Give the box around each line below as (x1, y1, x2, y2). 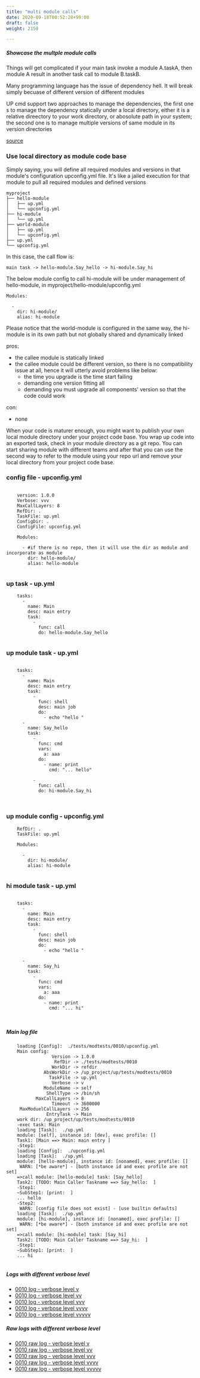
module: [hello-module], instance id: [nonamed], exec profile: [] (17, 1158, 188, 1164)
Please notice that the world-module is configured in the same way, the (6, 324, 182, 331)
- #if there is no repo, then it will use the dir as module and (21, 544, 188, 550)
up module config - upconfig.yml (6, 812, 104, 820)
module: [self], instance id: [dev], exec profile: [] (17, 1132, 156, 1138)
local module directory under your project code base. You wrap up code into (6, 433, 195, 440)
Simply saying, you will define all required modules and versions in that (6, 166, 181, 173)
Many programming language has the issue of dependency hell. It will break (6, 82, 193, 90)
